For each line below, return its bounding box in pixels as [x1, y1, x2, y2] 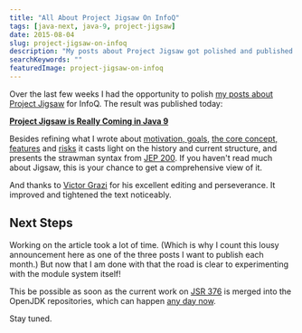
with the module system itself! [9, 268, 122, 279]
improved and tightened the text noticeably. [9, 189, 172, 200]
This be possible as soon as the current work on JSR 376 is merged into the [9, 286, 292, 297]
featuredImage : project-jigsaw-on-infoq [9, 64, 165, 73]
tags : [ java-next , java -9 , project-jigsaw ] [9, 22, 176, 31]
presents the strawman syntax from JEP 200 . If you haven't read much [9, 152, 273, 163]
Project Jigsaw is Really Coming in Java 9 [9, 115, 169, 127]
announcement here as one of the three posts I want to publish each [9, 249, 264, 260]
